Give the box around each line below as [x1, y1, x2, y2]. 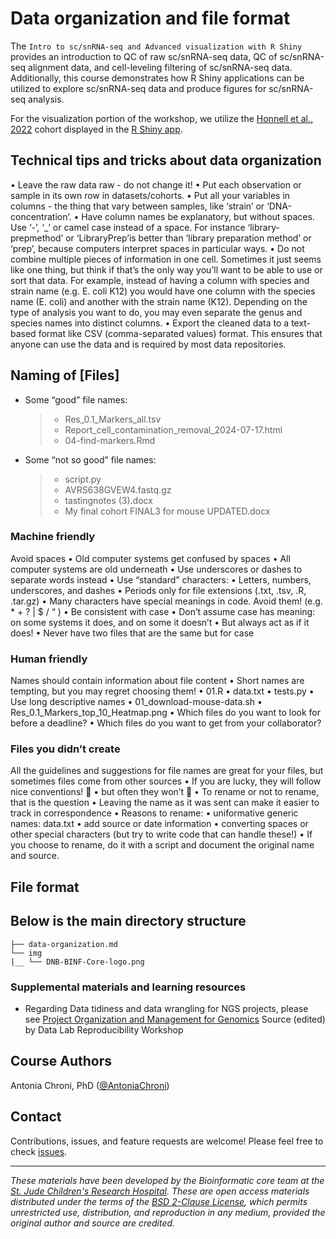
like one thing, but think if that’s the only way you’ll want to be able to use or [10, 263, 323, 276]
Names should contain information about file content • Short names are [10, 675, 305, 687]
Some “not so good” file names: [24, 453, 157, 466]
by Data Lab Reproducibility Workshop [24, 1023, 184, 1036]
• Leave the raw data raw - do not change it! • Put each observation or [10, 178, 302, 191]
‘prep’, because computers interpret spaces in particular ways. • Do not [10, 242, 305, 254]
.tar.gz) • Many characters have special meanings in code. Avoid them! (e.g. [10, 595, 323, 607]
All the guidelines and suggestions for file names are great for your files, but [10, 765, 324, 777]
